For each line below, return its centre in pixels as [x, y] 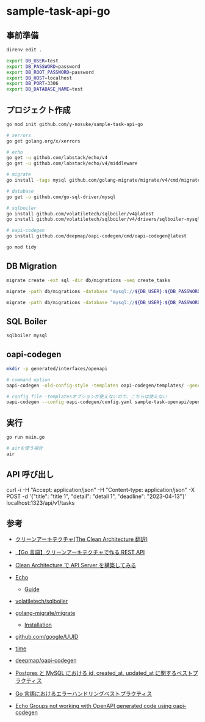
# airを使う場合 [25, 448]
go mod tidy [21, 247]
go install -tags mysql [37, 180]
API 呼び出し [30, 475]
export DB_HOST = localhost [39, 78]
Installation [38, 625]
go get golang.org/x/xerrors [43, 141]
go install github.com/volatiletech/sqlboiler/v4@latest [80, 214]
